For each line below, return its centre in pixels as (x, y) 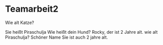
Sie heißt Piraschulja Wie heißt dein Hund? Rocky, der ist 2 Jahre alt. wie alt (81, 32)
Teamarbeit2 (32, 9)
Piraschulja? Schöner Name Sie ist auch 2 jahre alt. (56, 37)
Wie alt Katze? (20, 22)
